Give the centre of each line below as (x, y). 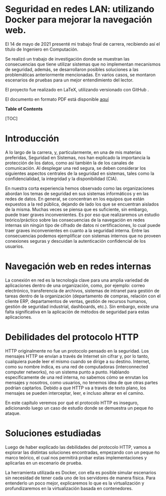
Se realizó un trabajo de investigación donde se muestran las (67, 59)
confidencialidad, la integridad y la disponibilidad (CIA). (61, 178)
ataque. (13, 413)
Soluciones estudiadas (53, 433)
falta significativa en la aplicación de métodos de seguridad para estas (77, 312)
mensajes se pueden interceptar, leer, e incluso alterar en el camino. (75, 393)
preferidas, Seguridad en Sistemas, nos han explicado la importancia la (78, 157)
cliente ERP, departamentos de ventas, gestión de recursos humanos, (76, 301)
